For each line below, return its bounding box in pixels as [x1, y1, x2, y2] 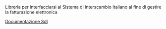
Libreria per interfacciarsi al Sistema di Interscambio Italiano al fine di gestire [5, 4, 162, 10]
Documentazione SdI [5, 19, 48, 24]
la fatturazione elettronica [5, 9, 58, 15]
